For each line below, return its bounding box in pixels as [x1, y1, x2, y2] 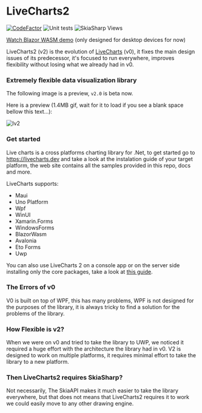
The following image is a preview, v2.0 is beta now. [6, 90, 133, 97]
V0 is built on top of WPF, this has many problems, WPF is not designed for [6, 296, 194, 304]
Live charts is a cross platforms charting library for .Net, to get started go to [6, 149, 195, 156]
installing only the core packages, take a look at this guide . [6, 268, 153, 275]
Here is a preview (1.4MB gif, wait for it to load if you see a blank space [6, 101, 184, 109]
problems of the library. [6, 310, 65, 317]
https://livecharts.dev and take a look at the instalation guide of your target [6, 155, 193, 162]
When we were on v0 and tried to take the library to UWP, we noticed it [6, 339, 184, 346]
